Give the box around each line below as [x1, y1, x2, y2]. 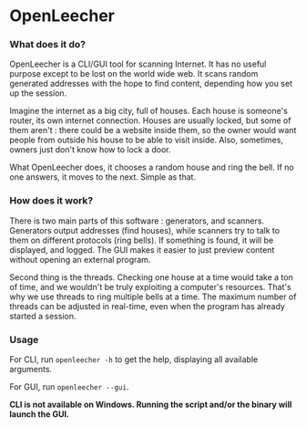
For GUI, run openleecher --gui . [9, 381, 129, 392]
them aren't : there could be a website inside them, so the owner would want [9, 125, 297, 136]
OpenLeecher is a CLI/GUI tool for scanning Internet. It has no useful [9, 58, 267, 69]
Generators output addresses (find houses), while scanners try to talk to [9, 224, 280, 235]
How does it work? [9, 194, 94, 207]
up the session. [9, 88, 67, 99]
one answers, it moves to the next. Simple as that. [9, 172, 197, 182]
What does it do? [9, 38, 87, 51]
